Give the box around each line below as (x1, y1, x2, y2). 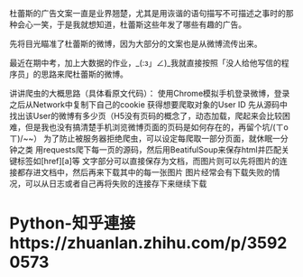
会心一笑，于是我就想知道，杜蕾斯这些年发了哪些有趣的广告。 (16, 19, 246, 30)
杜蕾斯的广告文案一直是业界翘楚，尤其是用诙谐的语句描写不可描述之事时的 (9, 8, 286, 18)
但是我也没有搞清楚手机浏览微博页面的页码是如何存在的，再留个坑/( (24, 122, 277, 133)
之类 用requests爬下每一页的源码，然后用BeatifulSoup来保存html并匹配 (16, 144, 282, 155)
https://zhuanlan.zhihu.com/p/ (9, 233, 248, 254)
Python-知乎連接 (9, 213, 135, 234)
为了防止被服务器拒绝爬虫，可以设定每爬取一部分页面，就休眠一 (43, 134, 281, 143)
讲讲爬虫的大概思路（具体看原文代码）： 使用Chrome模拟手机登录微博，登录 (9, 88, 290, 98)
